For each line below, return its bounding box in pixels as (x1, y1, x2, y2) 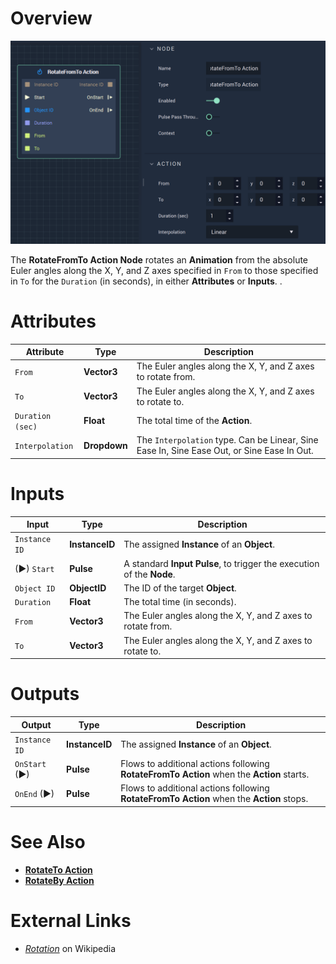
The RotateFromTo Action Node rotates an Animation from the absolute (10, 253, 309, 266)
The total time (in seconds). (123, 596, 237, 608)
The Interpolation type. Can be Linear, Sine (136, 434, 319, 446)
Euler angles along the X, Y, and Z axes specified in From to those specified (10, 264, 319, 276)
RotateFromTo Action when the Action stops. (120, 793, 309, 805)
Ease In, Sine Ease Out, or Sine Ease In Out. (136, 445, 314, 457)
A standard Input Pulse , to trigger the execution (123, 557, 320, 569)
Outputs (10, 683, 80, 706)
